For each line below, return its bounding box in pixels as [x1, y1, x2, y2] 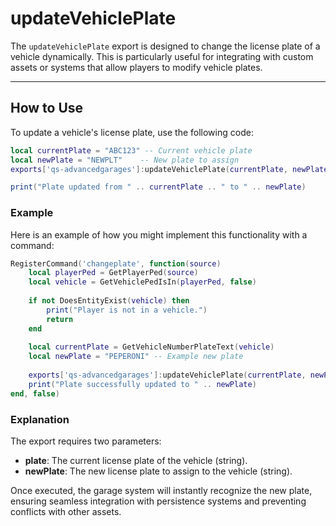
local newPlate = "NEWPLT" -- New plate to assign [10, 155, 240, 165]
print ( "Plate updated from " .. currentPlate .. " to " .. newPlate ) [10, 182, 307, 192]
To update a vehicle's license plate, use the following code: [10, 126, 254, 138]
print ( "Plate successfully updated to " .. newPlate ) [28, 379, 257, 389]
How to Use [10, 100, 84, 117]
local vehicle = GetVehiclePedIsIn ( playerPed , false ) [28, 277, 257, 287]
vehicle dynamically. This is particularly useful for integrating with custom [10, 50, 314, 62]
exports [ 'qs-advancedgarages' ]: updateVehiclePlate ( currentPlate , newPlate [10, 164, 329, 174]
